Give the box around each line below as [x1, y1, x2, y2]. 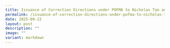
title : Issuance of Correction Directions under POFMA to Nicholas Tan [5, 7, 159, 12]
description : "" [5, 26, 39, 31]
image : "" [5, 30, 26, 35]
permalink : [5, 12, 28, 17]
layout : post [5, 21, 33, 26]
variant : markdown [5, 35, 44, 40]
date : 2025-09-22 [5, 16, 42, 21]
